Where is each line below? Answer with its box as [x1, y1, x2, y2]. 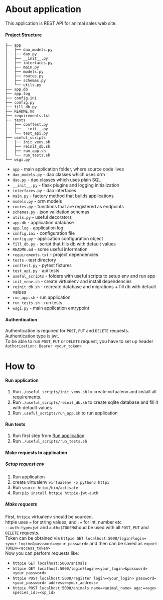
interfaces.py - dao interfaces [12, 188, 77, 194]
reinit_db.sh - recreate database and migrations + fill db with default [12, 284, 156, 290]
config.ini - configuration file [12, 230, 75, 236]
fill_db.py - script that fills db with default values [12, 241, 116, 247]
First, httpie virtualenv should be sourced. [5, 514, 93, 520]
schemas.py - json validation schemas [12, 209, 89, 215]
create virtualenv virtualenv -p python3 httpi [12, 479, 109, 485]
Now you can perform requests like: [5, 550, 79, 556]
